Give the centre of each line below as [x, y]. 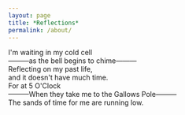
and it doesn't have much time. [58, 78]
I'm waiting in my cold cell [50, 53]
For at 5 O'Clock [35, 86]
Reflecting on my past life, [50, 69]
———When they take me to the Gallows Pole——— [92, 95]
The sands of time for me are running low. [76, 102]
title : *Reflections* [44, 23]
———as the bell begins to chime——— [72, 61]
